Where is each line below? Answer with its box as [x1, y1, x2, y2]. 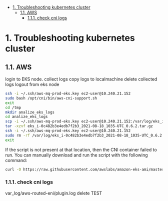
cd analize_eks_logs [5, 114, 48, 119]
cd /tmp [5, 105, 21, 110]
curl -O [5, 167, 21, 172]
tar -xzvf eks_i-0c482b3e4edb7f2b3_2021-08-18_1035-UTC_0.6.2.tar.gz [5, 123, 153, 129]
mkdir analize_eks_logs [5, 109, 55, 114]
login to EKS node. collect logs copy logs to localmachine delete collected [5, 76, 157, 82]
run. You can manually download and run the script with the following [5, 152, 148, 158]
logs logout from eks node [5, 81, 59, 87]
